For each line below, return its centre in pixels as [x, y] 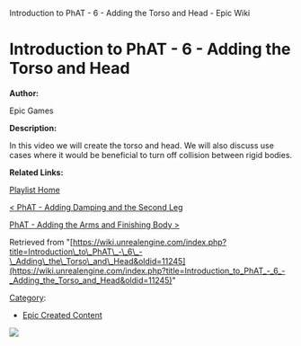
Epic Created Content [62, 315]
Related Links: [36, 172]
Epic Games [31, 111]
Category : [28, 297]
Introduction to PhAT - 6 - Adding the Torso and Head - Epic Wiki [130, 13]
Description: [33, 128]
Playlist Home [35, 190]
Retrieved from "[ [41, 242]
